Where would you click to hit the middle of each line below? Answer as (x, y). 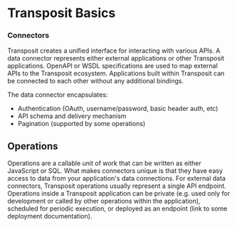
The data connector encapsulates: (58, 95)
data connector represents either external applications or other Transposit (116, 58)
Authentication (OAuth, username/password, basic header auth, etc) (118, 109)
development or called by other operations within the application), (104, 201)
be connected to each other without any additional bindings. (95, 81)
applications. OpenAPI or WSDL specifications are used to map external (113, 66)
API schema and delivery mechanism (72, 116)
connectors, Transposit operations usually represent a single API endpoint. (117, 186)
